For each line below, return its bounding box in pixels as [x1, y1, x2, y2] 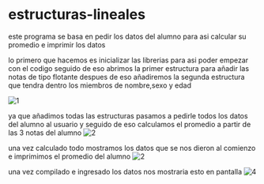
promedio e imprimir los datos [8, 39, 106, 49]
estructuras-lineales [8, 6, 146, 24]
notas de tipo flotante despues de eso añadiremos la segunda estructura [8, 72, 245, 81]
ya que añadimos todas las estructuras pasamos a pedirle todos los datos [8, 111, 248, 120]
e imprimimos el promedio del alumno [8, 152, 131, 161]
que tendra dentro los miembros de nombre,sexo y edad [8, 81, 192, 90]
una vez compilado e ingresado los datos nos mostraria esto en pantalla [8, 167, 243, 176]
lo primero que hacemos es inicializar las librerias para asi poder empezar [8, 55, 249, 65]
